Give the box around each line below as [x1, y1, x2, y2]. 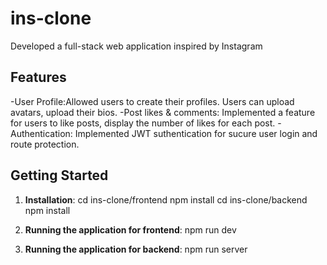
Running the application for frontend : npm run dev [24, 223, 237, 236]
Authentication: [10, 127, 73, 139]
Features [10, 69, 67, 86]
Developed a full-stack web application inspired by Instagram [10, 40, 263, 52]
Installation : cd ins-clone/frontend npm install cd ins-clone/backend [24, 193, 308, 206]
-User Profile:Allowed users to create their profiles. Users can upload [10, 95, 295, 107]
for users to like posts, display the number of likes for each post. [10, 117, 276, 129]
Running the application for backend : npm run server [24, 243, 248, 255]
